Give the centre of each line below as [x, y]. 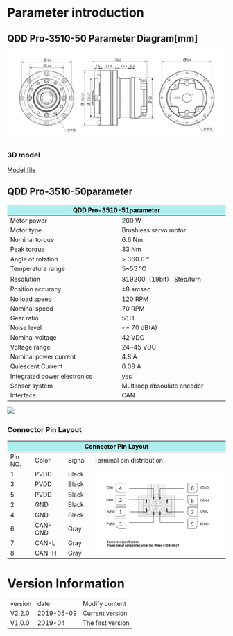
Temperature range [38, 268]
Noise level [26, 328]
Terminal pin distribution [129, 461]
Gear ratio [25, 318]
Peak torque [27, 249]
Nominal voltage [33, 337]
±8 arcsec [136, 289]
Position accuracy [36, 289]
